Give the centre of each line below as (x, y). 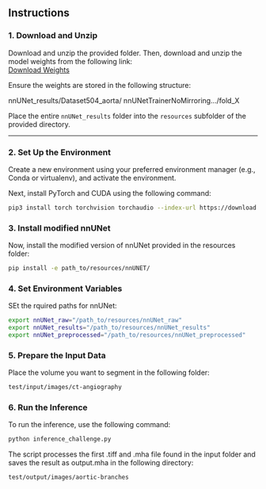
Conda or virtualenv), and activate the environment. (92, 178)
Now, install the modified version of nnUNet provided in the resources (122, 246)
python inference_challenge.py (60, 439)
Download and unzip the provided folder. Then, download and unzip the (125, 53)
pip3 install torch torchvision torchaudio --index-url (102, 208)
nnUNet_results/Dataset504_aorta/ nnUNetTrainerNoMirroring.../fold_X (124, 100)
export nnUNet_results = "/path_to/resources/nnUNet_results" (110, 328)
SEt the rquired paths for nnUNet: (63, 306)
